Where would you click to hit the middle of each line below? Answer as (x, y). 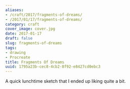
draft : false (19, 39)
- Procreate (18, 57)
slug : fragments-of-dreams (34, 43)
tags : (11, 48)
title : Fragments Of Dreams (35, 62)
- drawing (16, 52)
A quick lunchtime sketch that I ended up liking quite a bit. (66, 81)
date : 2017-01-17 (24, 34)
